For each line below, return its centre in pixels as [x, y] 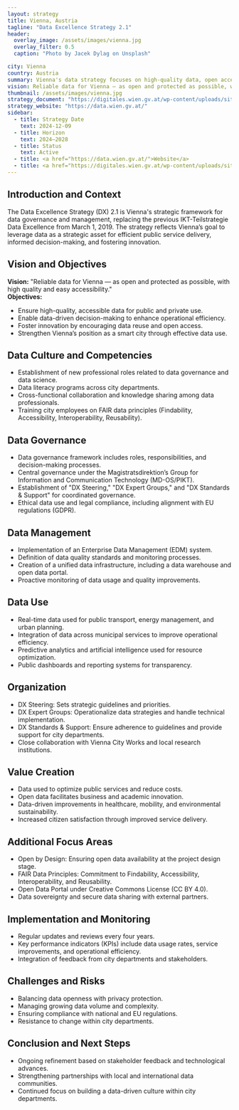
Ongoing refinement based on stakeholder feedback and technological [121, 1060]
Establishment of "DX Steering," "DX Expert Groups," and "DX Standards [123, 487]
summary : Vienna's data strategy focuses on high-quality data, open [113, 80]
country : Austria [33, 73]
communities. [38, 1083]
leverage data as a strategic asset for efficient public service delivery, [110, 234]
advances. [33, 1068]
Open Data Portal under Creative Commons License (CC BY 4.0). [113, 889]
